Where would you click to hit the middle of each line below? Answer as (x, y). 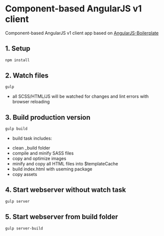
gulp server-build (24, 228)
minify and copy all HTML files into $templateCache (65, 164)
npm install (17, 60)
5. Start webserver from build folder (62, 217)
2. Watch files (27, 76)
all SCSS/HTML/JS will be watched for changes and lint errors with (81, 96)
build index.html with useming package (52, 169)
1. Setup (18, 48)
